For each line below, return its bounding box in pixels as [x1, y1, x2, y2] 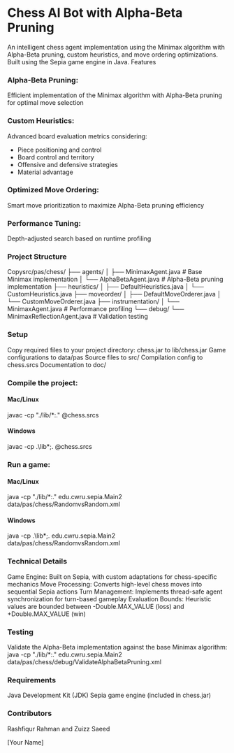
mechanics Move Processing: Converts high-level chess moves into [7, 580, 203, 588]
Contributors [7, 708, 52, 718]
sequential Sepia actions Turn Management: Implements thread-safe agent [7, 587, 223, 596]
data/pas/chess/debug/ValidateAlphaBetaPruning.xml [7, 657, 162, 666]
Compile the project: [7, 378, 78, 387]
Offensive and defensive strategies [17, 160, 119, 168]
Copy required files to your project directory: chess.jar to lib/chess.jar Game [7, 345, 226, 354]
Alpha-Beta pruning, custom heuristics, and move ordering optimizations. [7, 50, 219, 59]
